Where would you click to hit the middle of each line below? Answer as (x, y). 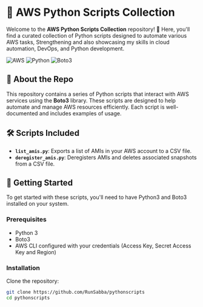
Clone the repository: (33, 281)
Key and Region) (35, 252)
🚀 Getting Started (40, 182)
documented (22, 113)
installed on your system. (38, 204)
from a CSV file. (35, 164)
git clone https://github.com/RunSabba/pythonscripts (76, 292)
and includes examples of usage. (80, 113)
